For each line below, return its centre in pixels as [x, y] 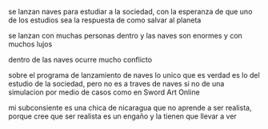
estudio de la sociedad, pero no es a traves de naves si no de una [116, 84]
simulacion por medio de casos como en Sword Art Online [104, 92]
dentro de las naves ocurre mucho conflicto [80, 60]
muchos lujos [30, 44]
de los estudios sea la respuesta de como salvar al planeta [105, 20]
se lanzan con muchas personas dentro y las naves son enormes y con [125, 36]
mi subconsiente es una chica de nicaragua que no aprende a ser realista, [130, 108]
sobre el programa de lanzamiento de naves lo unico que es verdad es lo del [134, 75]
